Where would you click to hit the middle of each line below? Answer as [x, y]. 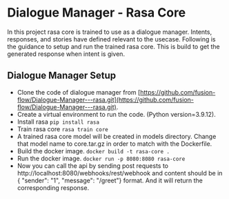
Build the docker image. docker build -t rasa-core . [93, 151]
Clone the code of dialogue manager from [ [79, 92]
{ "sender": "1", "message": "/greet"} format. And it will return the [110, 180]
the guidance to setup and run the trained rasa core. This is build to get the [113, 46]
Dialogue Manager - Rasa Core [97, 13]
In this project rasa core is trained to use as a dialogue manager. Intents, [110, 32]
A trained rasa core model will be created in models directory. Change [117, 136]
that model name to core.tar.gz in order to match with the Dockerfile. [114, 144]
